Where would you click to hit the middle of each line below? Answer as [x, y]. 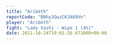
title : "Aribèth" [28, 11]
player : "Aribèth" [29, 22]
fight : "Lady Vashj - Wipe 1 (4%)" [50, 28]
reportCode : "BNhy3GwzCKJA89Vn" [46, 17]
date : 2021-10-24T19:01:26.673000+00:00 [57, 33]
